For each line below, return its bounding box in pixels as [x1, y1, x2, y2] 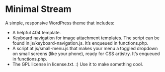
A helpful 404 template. [12, 29, 61, 35]
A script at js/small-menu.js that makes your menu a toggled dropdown [12, 45, 158, 51]
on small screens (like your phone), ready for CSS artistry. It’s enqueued [12, 51, 160, 57]
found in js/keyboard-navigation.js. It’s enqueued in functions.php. [12, 40, 149, 46]
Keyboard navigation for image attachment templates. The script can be [12, 35, 160, 41]
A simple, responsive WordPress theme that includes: [5, 20, 115, 26]
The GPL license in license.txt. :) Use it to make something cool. [12, 61, 143, 67]
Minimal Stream [5, 3, 72, 15]
